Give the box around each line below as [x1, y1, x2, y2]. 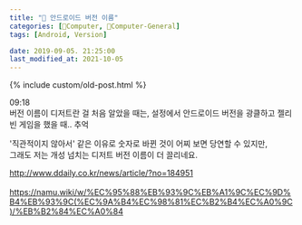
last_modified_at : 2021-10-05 [9, 55, 124, 64]
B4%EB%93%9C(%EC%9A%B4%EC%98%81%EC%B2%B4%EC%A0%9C [9, 196, 293, 208]
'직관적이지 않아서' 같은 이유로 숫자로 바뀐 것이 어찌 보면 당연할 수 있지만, [9, 138, 268, 149]
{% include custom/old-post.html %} [9, 80, 147, 90]
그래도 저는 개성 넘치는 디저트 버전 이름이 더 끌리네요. [9, 150, 198, 161]
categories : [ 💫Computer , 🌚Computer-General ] [9, 22, 180, 31]
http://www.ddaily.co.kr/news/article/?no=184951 [9, 168, 193, 179]
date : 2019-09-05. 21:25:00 [9, 46, 116, 55]
